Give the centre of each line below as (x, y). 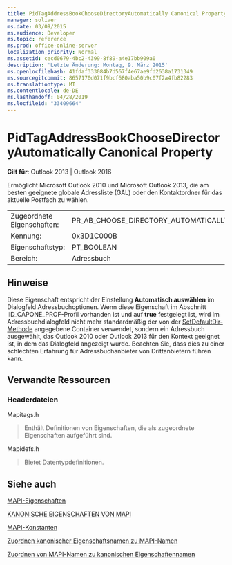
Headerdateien (33, 400)
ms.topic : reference (37, 39)
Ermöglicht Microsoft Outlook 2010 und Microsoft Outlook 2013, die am (108, 185)
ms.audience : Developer (41, 33)
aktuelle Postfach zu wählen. (48, 200)
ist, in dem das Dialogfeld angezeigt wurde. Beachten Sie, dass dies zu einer (116, 344)
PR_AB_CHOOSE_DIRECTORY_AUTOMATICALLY (150, 220)
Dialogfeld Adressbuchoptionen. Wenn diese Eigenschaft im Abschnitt (107, 307)
